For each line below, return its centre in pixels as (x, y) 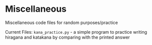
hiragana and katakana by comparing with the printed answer (68, 37)
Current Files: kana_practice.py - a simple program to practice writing (76, 32)
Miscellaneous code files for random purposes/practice (62, 22)
